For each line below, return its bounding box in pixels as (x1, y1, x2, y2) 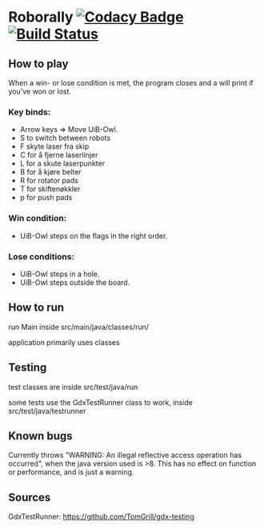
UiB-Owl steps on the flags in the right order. (19, 230, 168, 240)
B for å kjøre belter (19, 167, 82, 177)
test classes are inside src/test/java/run (8, 382, 138, 391)
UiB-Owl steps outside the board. (19, 277, 130, 287)
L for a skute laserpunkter (19, 158, 106, 168)
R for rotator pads (19, 176, 78, 186)
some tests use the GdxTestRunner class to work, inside (8, 397, 194, 407)
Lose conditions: (8, 250, 74, 262)
